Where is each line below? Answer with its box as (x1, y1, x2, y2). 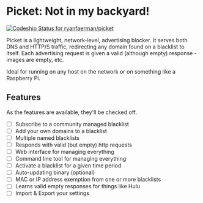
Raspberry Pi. (6, 74, 41, 82)
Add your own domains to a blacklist (15, 127, 107, 134)
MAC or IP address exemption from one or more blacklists (15, 176, 161, 183)
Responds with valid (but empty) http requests (15, 141, 133, 148)
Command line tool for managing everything (15, 155, 127, 163)
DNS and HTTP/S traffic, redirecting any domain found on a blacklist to (6, 43, 185, 50)
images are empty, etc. (6, 56, 64, 63)
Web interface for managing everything (15, 148, 114, 155)
